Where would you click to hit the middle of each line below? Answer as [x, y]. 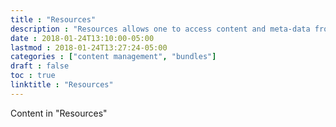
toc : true [33, 76]
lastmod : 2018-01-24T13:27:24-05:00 [89, 47]
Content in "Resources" [59, 113]
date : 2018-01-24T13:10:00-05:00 [82, 38]
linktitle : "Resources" [62, 85]
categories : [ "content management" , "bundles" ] [113, 57]
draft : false [40, 66]
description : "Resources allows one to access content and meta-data [160, 29]
